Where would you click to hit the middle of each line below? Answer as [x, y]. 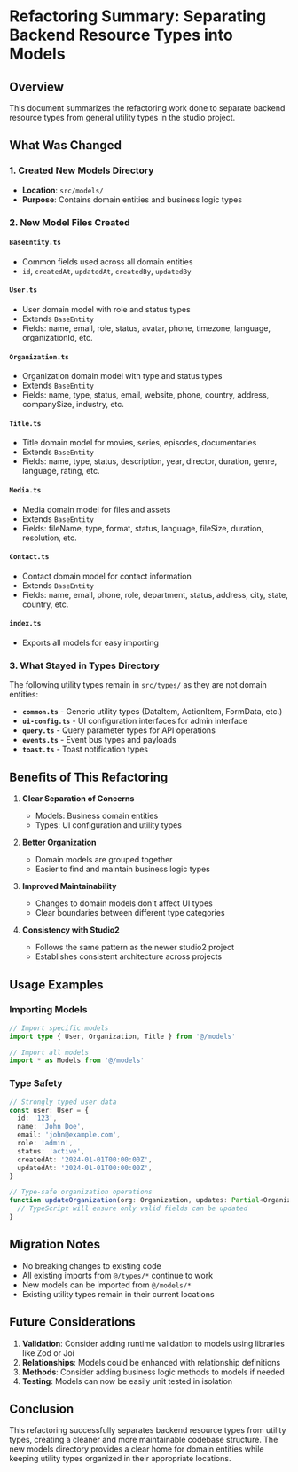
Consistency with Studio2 [71, 930]
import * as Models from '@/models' [77, 1061]
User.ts [24, 290]
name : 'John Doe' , [51, 1127]
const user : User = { [49, 1110]
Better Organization [59, 842]
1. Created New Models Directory [82, 170]
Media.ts [25, 491]
